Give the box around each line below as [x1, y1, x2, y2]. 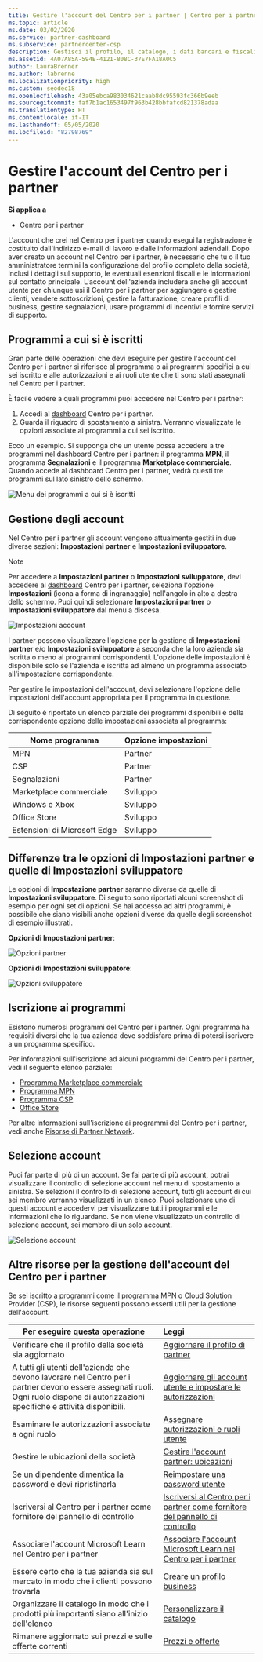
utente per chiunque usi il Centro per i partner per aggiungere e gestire [8, 285, 237, 294]
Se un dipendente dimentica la [12, 1469, 124, 1480]
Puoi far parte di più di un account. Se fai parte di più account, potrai [8, 1170, 229, 1179]
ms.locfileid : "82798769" [8, 128, 92, 136]
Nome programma [30, 735, 99, 746]
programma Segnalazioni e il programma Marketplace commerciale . [8, 458, 232, 467]
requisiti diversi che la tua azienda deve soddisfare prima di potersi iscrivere [8, 1030, 254, 1040]
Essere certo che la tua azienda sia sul [12, 1566, 153, 1577]
